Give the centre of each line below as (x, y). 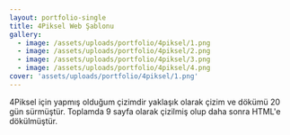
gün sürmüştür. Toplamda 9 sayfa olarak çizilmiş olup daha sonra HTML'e (145, 111)
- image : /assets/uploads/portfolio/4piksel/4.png (114, 68)
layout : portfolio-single (57, 18)
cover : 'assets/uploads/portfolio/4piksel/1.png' (104, 76)
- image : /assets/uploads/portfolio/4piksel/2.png (114, 51)
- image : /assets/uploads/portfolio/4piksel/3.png (114, 59)
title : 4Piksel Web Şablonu (62, 26)
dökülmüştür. (34, 121)
